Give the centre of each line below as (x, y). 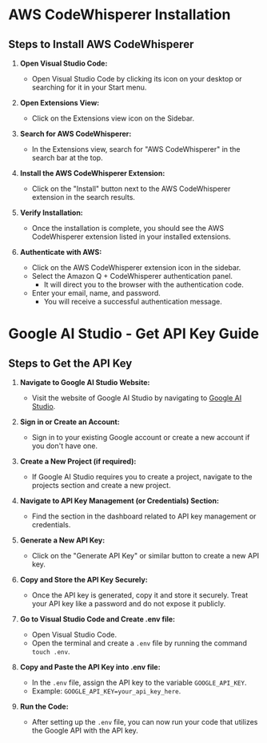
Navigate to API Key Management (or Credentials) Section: (120, 501)
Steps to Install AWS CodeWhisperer (101, 44)
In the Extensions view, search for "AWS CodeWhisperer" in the (136, 149)
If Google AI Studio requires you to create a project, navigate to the (142, 477)
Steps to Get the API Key (70, 363)
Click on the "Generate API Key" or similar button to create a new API (145, 556)
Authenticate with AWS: (61, 252)
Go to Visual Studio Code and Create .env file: (98, 619)
